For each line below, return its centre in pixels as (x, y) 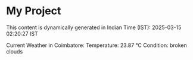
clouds (15, 51)
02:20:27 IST (22, 33)
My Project (34, 11)
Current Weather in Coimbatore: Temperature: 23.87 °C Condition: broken (96, 45)
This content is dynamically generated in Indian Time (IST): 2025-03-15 (94, 27)
